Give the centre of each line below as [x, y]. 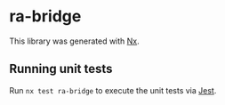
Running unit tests [61, 69]
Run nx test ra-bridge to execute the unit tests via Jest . [113, 90]
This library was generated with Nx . [74, 41]
